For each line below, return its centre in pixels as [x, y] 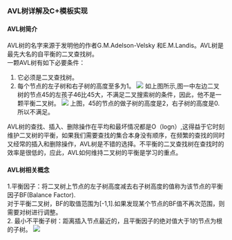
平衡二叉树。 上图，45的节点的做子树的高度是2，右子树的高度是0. [122, 103]
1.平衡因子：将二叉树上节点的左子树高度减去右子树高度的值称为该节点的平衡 [115, 186]
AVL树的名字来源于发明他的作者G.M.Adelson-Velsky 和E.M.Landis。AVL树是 [116, 46]
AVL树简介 [22, 28]
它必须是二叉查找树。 [47, 77]
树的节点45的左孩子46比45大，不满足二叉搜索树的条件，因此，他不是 [116, 95]
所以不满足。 [35, 112]
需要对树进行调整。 [35, 212]
